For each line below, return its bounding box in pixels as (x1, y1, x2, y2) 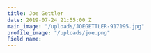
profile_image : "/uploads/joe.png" (7, 29, 111, 36)
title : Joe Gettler (7, 10, 64, 17)
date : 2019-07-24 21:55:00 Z (7, 17, 92, 23)
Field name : (7, 36, 42, 43)
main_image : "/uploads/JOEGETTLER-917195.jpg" (7, 23, 145, 30)
